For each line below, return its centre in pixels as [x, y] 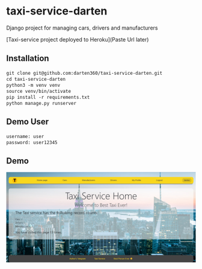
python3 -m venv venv [33, 85]
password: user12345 [32, 142]
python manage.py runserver [41, 103]
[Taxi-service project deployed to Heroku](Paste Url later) [78, 39]
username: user [25, 136]
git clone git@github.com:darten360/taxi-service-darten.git [84, 73]
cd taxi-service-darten [36, 79]
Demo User [28, 122]
